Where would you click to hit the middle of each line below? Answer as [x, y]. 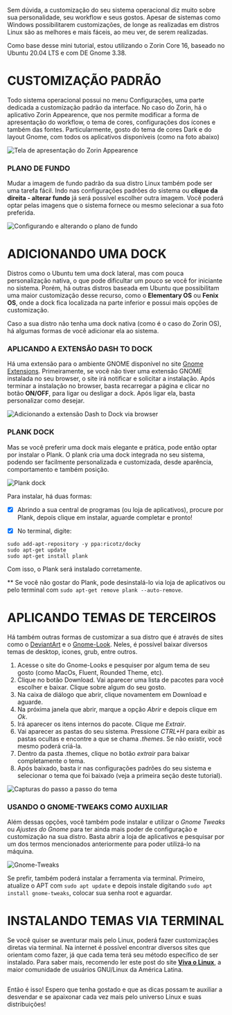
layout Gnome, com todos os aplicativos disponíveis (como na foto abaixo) [114, 136]
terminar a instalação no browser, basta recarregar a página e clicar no [108, 386]
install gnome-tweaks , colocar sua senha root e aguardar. [90, 893]
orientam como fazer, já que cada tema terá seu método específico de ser [113, 955]
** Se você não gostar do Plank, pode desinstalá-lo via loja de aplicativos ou [116, 582]
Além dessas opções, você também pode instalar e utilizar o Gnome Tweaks [116, 822]
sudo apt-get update [37, 550]
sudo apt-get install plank [48, 556]
